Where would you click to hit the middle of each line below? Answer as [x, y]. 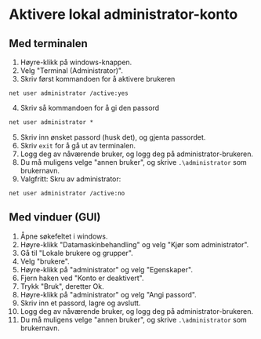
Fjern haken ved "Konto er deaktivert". [82, 278]
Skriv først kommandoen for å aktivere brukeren [98, 79]
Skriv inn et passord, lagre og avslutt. [80, 303]
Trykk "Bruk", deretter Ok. [62, 286]
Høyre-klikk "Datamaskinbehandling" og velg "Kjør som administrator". [134, 244]
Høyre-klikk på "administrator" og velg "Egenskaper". [106, 269]
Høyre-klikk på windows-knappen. [76, 62]
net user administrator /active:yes [69, 93]
